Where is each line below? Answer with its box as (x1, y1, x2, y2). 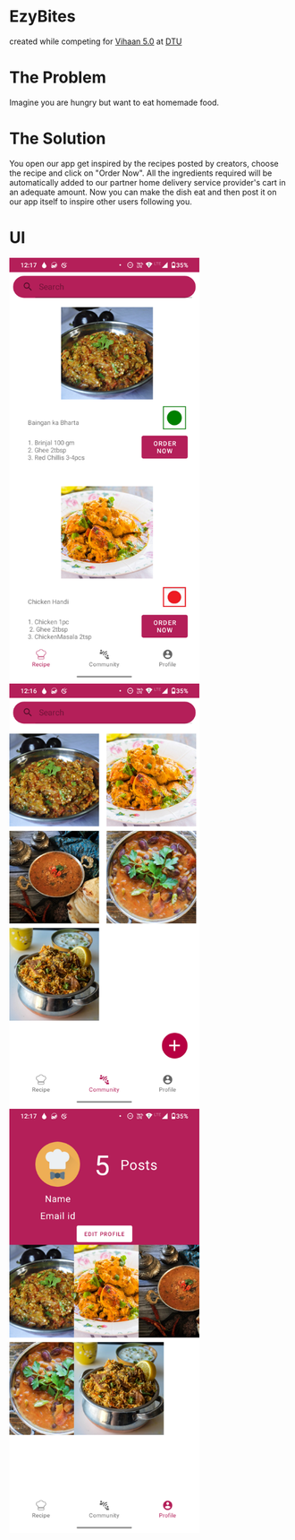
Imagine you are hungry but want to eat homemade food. (9, 97, 220, 108)
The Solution (9, 128, 106, 149)
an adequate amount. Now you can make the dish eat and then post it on (9, 186, 277, 197)
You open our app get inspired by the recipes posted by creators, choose (9, 158, 279, 169)
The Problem (9, 67, 106, 88)
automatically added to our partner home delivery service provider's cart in (9, 177, 286, 187)
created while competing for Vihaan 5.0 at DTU (9, 36, 182, 47)
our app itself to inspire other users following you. (9, 195, 192, 207)
